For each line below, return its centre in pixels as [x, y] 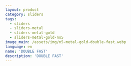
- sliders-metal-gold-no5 [37, 38]
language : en [19, 47]
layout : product [22, 10]
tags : [11, 19]
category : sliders [24, 14]
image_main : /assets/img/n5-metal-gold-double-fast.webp [66, 42]
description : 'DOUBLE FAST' [34, 56]
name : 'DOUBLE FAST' [27, 51]
